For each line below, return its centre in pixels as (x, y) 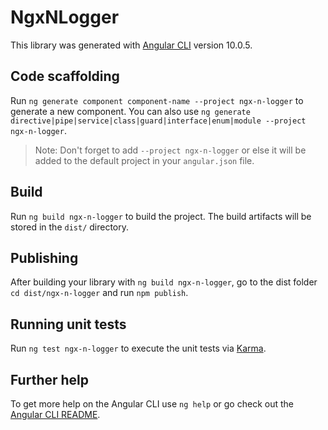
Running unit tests (68, 324)
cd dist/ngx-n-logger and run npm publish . (99, 293)
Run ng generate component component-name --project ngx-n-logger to (157, 100)
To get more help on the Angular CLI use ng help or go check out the (152, 404)
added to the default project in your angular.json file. (144, 160)
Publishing (44, 257)
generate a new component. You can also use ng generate (130, 111)
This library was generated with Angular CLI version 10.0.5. (131, 45)
